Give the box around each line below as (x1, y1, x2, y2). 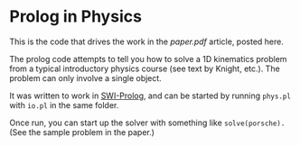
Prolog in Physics (9, 6, 143, 27)
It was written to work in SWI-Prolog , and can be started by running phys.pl (9, 90, 292, 101)
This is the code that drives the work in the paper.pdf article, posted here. (9, 36, 285, 47)
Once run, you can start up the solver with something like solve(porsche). (9, 117, 286, 128)
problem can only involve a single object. (9, 72, 163, 83)
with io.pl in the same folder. (9, 99, 119, 110)
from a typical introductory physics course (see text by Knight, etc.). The (9, 63, 280, 74)
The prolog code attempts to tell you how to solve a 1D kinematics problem (9, 53, 287, 64)
